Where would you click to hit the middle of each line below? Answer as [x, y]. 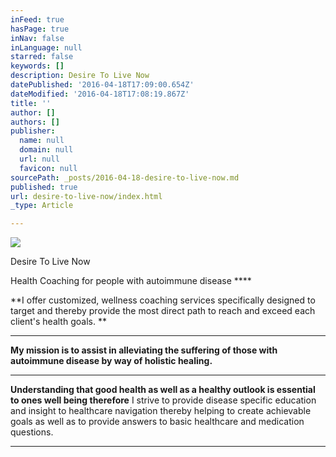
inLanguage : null [46, 47]
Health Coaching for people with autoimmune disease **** [131, 281]
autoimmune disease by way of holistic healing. [111, 361]
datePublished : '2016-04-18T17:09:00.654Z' [102, 85]
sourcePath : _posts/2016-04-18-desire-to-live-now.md [125, 177]
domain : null [46, 150]
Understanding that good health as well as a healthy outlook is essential [163, 390]
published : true [44, 187]
